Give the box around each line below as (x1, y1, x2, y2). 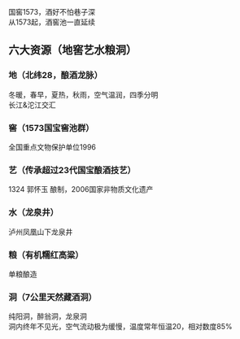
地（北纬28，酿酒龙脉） (8, 70, 103, 81)
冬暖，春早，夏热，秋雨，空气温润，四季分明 (8, 89, 159, 99)
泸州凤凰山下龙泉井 (8, 227, 73, 237)
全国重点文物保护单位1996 (8, 141, 96, 152)
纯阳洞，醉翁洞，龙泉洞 (8, 311, 87, 321)
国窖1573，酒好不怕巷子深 (8, 7, 96, 16)
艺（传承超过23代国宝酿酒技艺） (8, 164, 136, 176)
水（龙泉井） (8, 206, 59, 218)
